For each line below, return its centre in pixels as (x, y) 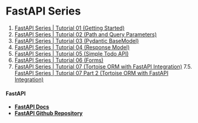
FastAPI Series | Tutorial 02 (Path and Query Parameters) (85, 34)
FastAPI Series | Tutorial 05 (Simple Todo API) (71, 53)
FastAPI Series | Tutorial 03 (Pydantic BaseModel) (77, 41)
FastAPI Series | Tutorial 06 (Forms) (59, 60)
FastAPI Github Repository (48, 113)
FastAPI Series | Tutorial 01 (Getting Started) (69, 28)
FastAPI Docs (32, 107)
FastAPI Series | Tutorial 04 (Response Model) (72, 47)
